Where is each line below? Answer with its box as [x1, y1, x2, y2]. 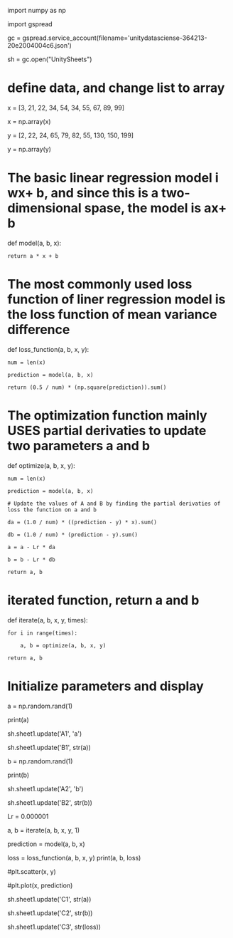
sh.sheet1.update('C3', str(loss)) [7, 922, 102, 931]
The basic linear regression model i [7, 170, 219, 186]
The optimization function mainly [7, 407, 207, 423]
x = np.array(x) [7, 117, 51, 125]
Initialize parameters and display [7, 678, 204, 694]
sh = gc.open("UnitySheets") [7, 55, 92, 63]
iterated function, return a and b [7, 592, 200, 608]
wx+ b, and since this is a [7, 185, 159, 202]
